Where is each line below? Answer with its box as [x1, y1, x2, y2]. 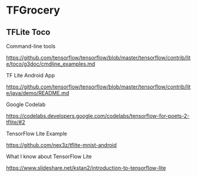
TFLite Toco [6, 27, 51, 37]
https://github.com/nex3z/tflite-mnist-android [6, 142, 117, 148]
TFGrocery [6, 4, 60, 17]
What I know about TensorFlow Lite [6, 153, 93, 160]
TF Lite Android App [6, 72, 55, 78]
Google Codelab [6, 101, 46, 108]
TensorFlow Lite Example [6, 130, 67, 137]
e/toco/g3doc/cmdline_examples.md [6, 60, 96, 67]
